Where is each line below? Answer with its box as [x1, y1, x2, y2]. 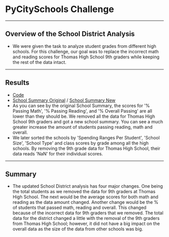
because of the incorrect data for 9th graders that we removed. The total [12, 210, 163, 216]
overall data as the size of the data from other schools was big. [12, 226, 143, 232]
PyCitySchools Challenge [5, 4, 114, 15]
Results [5, 78, 30, 87]
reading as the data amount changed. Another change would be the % [12, 199, 158, 205]
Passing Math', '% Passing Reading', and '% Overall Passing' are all [12, 108, 152, 114]
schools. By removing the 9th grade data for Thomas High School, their [12, 145, 160, 151]
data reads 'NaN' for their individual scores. [12, 150, 103, 156]
